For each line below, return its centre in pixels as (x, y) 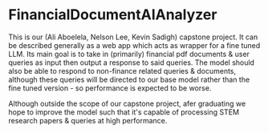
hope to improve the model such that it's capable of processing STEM (124, 112)
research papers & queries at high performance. (88, 120)
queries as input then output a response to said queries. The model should (132, 62)
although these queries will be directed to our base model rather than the (129, 79)
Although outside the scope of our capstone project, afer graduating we (127, 103)
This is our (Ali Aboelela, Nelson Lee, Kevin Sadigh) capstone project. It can (133, 37)
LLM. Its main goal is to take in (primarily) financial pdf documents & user (129, 54)
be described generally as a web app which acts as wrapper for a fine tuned (134, 45)
